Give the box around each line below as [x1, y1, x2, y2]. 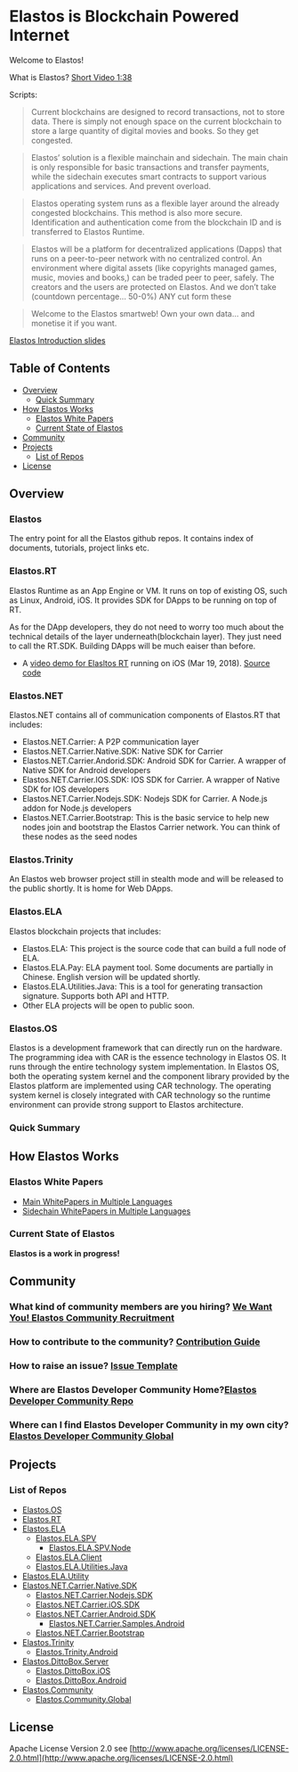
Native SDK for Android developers [21, 765, 151, 776]
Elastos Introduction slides [9, 334, 106, 345]
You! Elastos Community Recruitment [9, 1312, 175, 1324]
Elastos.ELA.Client [35, 1552, 102, 1562]
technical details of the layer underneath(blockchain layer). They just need [9, 631, 282, 641]
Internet [9, 25, 69, 45]
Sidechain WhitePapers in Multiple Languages [21, 1206, 191, 1216]
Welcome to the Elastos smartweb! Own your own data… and [30, 308, 255, 318]
